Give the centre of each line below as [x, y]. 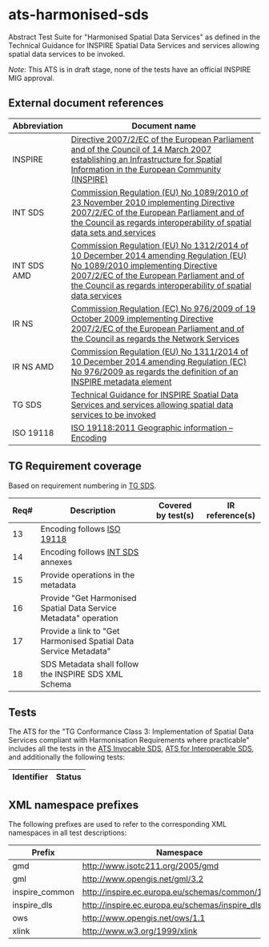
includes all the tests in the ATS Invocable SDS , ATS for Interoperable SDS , [131, 749]
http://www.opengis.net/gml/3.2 [143, 879]
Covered [175, 505]
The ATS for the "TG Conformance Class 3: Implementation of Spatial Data [131, 731]
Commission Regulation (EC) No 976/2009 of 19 [163, 308]
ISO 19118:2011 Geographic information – [152, 428]
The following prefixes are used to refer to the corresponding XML [118, 824]
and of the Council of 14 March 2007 [141, 149]
